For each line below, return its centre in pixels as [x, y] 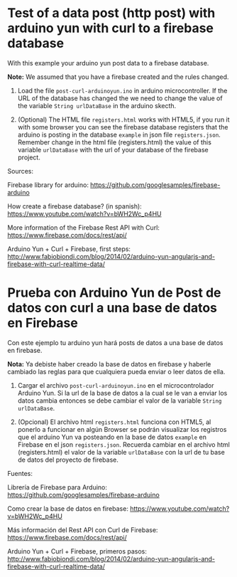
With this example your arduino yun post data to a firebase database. [108, 63]
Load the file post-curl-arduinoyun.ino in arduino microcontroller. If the [122, 90]
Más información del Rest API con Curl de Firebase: [83, 530]
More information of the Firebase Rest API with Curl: [83, 227]
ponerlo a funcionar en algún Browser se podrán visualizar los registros [122, 429]
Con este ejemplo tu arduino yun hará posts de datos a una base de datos [115, 342]
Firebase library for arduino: [48, 185]
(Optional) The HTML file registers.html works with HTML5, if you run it [123, 120]
